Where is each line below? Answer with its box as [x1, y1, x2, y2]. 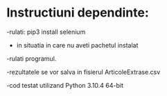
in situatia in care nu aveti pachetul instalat [16, 41, 139, 49]
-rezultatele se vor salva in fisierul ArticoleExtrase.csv [6, 68, 161, 76]
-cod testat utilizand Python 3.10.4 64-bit [6, 81, 124, 89]
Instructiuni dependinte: [6, 5, 150, 21]
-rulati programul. [6, 54, 57, 63]
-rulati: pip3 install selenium [6, 28, 86, 36]
